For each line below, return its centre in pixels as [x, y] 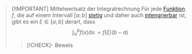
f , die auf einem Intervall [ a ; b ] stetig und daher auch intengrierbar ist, [99, 15]
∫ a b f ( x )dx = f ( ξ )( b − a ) [100, 32]
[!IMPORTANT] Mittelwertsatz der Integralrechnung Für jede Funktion [98, 9]
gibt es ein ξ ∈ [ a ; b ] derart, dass [53, 22]
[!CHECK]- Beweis [50, 46]
